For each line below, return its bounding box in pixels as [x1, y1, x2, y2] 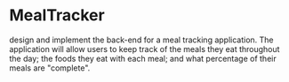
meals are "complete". [9, 63, 91, 73]
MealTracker [9, 5, 105, 26]
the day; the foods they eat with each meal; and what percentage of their [9, 53, 277, 63]
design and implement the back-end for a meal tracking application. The [9, 34, 274, 45]
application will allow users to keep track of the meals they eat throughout [9, 43, 280, 54]
